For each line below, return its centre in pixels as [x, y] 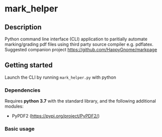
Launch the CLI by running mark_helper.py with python [60, 77]
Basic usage [20, 129]
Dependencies [23, 90]
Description [23, 27]
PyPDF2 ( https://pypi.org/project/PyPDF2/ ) [56, 116]
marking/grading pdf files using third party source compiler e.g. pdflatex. [79, 44]
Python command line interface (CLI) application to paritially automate [76, 39]
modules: [14, 106]
